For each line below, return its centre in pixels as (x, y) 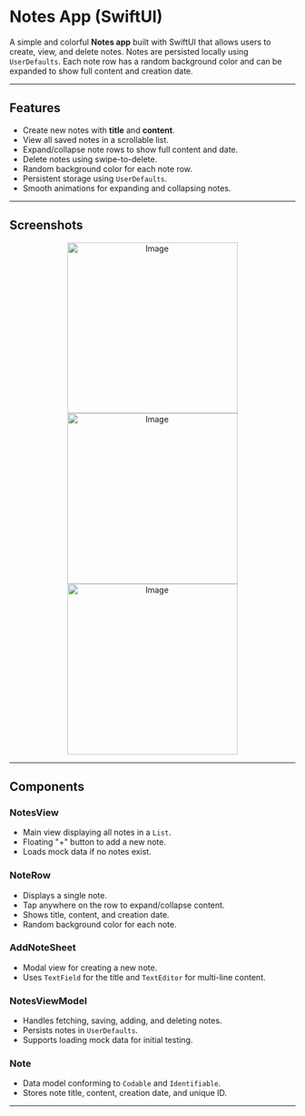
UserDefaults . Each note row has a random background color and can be (146, 61)
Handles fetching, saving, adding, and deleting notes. (122, 1020)
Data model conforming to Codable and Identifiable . (122, 1083)
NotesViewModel (49, 1000)
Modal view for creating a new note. (90, 968)
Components (47, 786)
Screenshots (46, 225)
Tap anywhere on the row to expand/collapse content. (123, 905)
